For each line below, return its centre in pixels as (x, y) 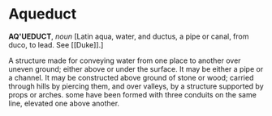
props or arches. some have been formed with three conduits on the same (133, 94)
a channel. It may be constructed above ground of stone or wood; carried (131, 77)
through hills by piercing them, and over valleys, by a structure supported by (136, 86)
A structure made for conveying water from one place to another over (125, 60)
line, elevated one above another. (64, 103)
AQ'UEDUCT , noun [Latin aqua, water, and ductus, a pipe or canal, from (129, 36)
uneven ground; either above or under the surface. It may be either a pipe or (136, 68)
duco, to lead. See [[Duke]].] (56, 44)
